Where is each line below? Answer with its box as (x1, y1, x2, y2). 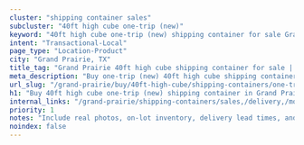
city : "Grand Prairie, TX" (9, 55, 111, 64)
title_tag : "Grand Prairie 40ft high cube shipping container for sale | (9, 64, 294, 73)
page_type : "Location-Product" (9, 47, 128, 56)
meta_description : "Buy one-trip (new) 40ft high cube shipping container (9, 72, 298, 81)
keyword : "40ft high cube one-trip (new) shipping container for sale (9, 30, 281, 39)
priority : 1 (9, 105, 54, 114)
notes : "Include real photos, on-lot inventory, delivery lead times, (9, 113, 281, 122)
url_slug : (9, 80, 47, 89)
